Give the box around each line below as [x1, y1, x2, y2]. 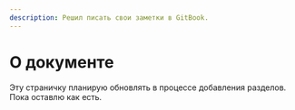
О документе [9, 51, 114, 72]
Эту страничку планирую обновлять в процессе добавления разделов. [9, 82, 287, 93]
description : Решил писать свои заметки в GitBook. [9, 13, 209, 23]
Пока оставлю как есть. [9, 91, 103, 102]
